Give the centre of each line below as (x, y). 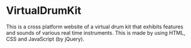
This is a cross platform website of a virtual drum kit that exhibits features (95, 27)
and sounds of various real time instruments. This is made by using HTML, (96, 32)
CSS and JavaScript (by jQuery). (45, 39)
